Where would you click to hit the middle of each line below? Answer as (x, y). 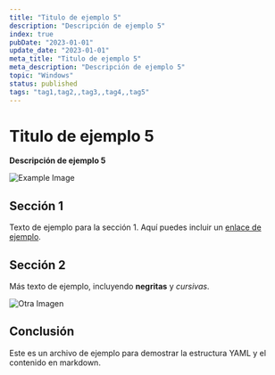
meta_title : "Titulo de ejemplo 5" (75, 59)
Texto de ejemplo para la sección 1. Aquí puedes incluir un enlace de (135, 227)
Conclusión (42, 332)
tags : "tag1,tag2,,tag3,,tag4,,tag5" (79, 92)
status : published (43, 84)
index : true (31, 34)
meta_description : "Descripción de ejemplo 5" (97, 68)
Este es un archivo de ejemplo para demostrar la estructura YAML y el (137, 353)
